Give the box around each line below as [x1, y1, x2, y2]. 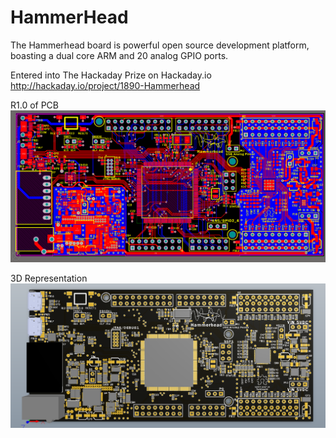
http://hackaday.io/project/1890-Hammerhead [10, 79, 201, 91]
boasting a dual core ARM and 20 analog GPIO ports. [10, 49, 229, 61]
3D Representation [10, 272, 88, 285]
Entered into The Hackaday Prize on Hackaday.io [10, 69, 212, 81]
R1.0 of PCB [10, 99, 59, 111]
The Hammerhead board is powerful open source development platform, [10, 39, 310, 51]
